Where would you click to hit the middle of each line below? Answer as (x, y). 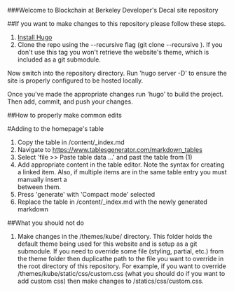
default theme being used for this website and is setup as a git (107, 244)
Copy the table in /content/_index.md (71, 142)
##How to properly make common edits (65, 115)
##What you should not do (46, 223)
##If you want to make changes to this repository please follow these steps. (117, 23)
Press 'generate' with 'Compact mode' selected (86, 194)
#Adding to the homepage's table (55, 128)
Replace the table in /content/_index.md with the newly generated (112, 202)
